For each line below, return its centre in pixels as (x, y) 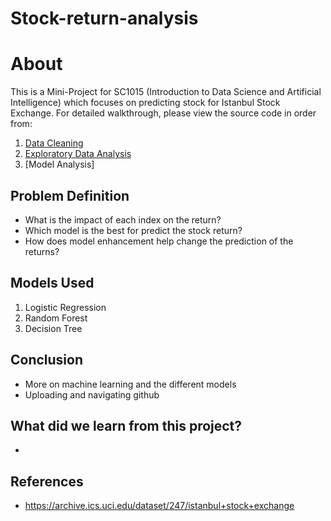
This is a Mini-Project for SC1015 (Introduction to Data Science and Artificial (166, 92)
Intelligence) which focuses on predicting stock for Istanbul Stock (145, 103)
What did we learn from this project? (126, 425)
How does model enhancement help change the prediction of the (159, 241)
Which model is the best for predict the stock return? (133, 230)
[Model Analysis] (59, 164)
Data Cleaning (54, 143)
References (47, 481)
